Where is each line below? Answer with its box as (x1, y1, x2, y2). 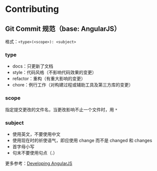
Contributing (5, 3, 59, 15)
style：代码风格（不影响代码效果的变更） (12, 70, 97, 76)
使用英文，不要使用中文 (12, 131, 61, 137)
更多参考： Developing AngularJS (5, 160, 73, 166)
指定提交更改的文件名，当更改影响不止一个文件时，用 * (5, 106, 118, 112)
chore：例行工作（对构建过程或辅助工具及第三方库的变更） (12, 82, 133, 88)
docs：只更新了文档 (12, 63, 54, 69)
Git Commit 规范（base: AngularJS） (5, 24, 121, 33)
